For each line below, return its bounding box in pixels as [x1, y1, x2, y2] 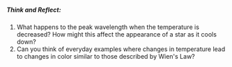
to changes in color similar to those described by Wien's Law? [16, 52, 196, 60]
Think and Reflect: [6, 6, 61, 14]
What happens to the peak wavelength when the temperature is [16, 23, 200, 31]
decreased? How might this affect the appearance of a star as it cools [16, 30, 217, 38]
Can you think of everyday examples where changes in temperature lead [16, 45, 226, 53]
